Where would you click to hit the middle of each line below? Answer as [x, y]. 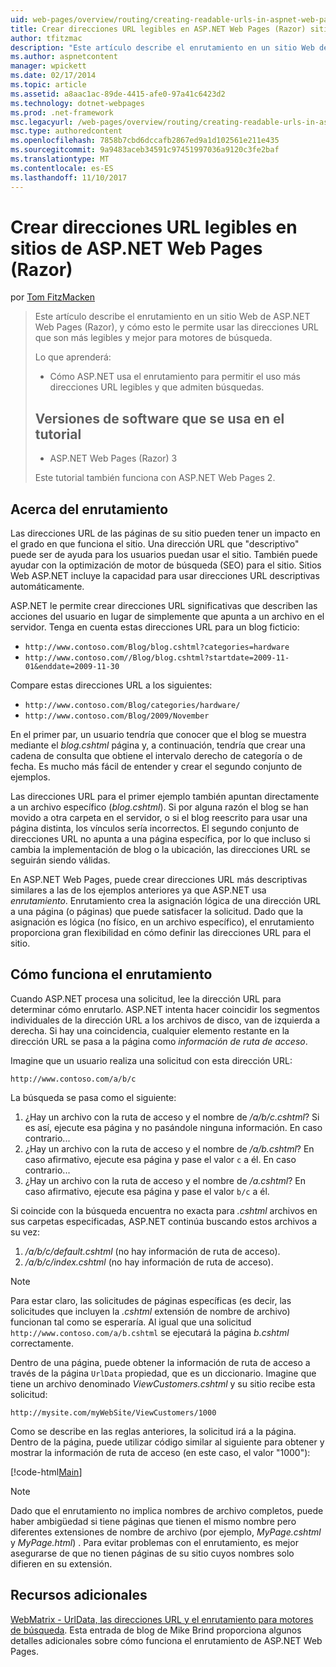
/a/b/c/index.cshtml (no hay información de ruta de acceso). [149, 1262]
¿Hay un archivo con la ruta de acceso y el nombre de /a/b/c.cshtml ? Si [172, 1117]
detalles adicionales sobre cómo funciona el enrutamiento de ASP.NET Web [166, 1640]
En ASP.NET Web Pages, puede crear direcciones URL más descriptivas [159, 880]
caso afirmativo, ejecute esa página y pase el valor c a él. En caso [160, 1159]
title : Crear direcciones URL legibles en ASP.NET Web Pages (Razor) [158, 29]
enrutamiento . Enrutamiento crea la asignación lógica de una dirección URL [166, 901]
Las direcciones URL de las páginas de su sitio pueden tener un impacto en [165, 533]
